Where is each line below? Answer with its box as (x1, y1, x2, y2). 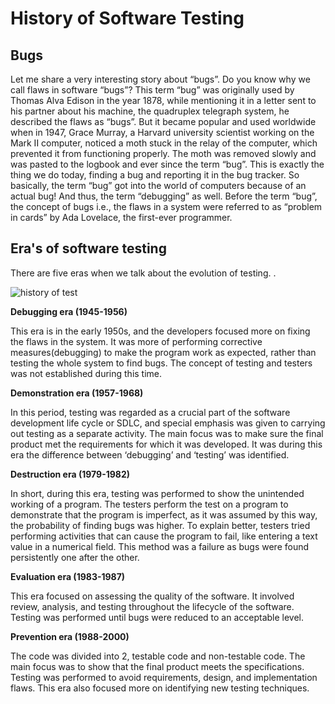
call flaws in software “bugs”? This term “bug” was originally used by (10, 84, 295, 96)
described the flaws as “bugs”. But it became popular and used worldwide (10, 116, 317, 127)
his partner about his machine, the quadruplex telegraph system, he (10, 105, 290, 117)
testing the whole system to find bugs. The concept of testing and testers (10, 357, 313, 369)
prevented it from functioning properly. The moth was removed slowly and (10, 148, 317, 159)
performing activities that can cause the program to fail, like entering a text (10, 530, 318, 542)
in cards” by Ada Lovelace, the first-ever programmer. (10, 212, 233, 223)
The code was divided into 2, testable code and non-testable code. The (10, 650, 306, 662)
